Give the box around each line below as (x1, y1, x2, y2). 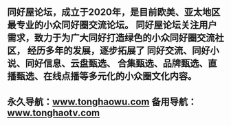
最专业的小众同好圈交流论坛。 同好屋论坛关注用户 (7, 19, 217, 31)
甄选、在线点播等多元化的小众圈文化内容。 (16, 70, 197, 82)
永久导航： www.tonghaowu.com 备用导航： (7, 96, 197, 107)
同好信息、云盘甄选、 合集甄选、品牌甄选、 (25, 57, 208, 70)
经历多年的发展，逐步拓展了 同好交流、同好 (27, 45, 210, 57)
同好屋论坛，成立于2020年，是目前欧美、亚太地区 (7, 6, 221, 18)
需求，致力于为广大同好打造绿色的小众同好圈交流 (7, 32, 215, 44)
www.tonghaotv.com (7, 107, 100, 118)
